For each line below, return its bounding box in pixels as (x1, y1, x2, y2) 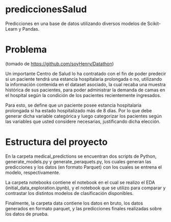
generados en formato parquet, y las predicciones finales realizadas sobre (5, 205, 162, 211)
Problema (5, 44, 47, 56)
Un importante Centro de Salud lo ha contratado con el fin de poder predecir (5, 70, 166, 77)
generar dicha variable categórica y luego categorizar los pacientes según (5, 113, 162, 119)
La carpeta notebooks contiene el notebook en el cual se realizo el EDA (5, 179, 155, 185)
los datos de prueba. (5, 211, 49, 217)
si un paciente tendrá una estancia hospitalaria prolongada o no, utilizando (5, 76, 162, 82)
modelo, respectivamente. (5, 169, 60, 176)
